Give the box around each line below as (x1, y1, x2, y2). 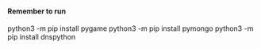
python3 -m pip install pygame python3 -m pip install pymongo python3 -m (7, 24, 254, 33)
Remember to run (7, 6, 67, 16)
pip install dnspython (7, 32, 76, 42)
